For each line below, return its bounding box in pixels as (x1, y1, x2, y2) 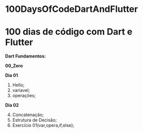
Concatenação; (12, 112, 44, 118)
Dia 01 (5, 72, 18, 78)
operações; (12, 93, 36, 99)
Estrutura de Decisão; (12, 117, 57, 123)
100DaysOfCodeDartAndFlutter (5, 3, 138, 15)
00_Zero (5, 63, 23, 69)
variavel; (12, 87, 30, 93)
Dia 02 (5, 102, 19, 108)
